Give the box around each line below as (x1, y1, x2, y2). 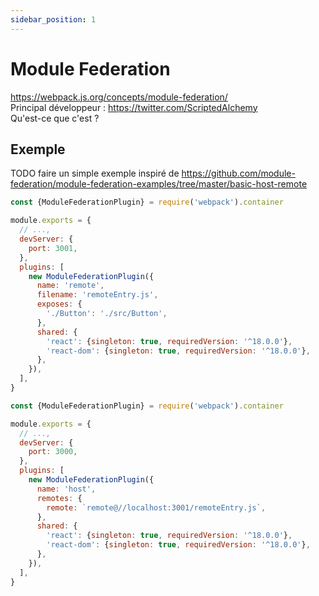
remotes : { (36, 493, 83, 503)
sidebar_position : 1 (10, 14, 97, 25)
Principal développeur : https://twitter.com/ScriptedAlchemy (10, 101, 258, 113)
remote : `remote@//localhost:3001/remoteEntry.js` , (46, 502, 267, 513)
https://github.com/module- (181, 167, 296, 180)
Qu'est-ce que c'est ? (10, 112, 100, 124)
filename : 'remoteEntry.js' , (36, 290, 159, 300)
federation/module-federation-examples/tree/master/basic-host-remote (10, 178, 308, 190)
